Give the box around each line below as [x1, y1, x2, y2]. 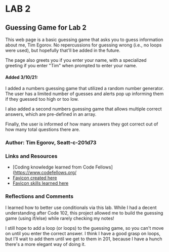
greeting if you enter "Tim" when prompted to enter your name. [5, 63, 138, 68]
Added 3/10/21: [5, 74, 38, 80]
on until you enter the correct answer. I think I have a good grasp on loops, [5, 230, 160, 236]
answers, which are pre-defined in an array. [5, 111, 97, 117]
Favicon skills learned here [12, 180, 69, 186]
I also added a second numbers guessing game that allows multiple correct [5, 106, 162, 112]
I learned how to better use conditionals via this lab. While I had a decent [5, 204, 157, 211]
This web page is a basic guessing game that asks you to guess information [5, 36, 163, 43]
